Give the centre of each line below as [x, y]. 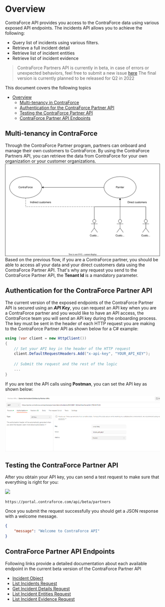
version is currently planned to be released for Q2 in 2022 [76, 78]
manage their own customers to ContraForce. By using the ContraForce [77, 150]
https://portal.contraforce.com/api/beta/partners [58, 502]
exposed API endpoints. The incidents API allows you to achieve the [74, 28]
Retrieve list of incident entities [43, 53]
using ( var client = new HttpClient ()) [46, 338]
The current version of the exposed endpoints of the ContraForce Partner [79, 303]
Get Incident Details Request [41, 588]
